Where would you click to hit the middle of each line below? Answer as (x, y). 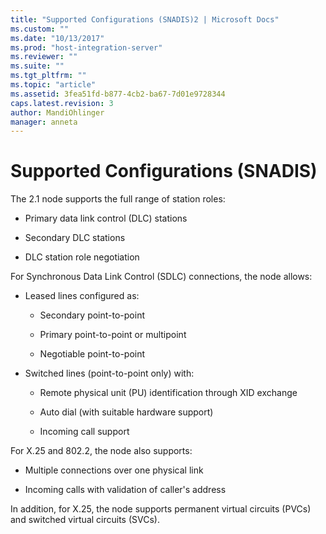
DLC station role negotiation (82, 257)
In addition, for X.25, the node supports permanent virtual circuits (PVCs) (161, 509)
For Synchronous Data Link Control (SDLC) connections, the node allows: (161, 277)
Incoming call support (84, 432)
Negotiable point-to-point (92, 354)
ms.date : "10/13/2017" (57, 38)
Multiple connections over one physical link (114, 470)
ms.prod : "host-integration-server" (86, 47)
